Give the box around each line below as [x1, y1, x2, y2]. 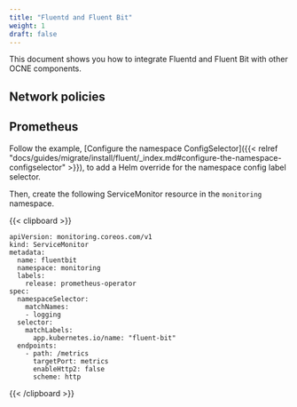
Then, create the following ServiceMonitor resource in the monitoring [9, 188, 262, 199]
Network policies [9, 89, 106, 104]
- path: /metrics [25, 348, 90, 358]
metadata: [9, 248, 46, 257]
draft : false [9, 29, 58, 38]
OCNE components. [9, 63, 82, 74]
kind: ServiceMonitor [9, 240, 90, 249]
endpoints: [17, 341, 58, 350]
